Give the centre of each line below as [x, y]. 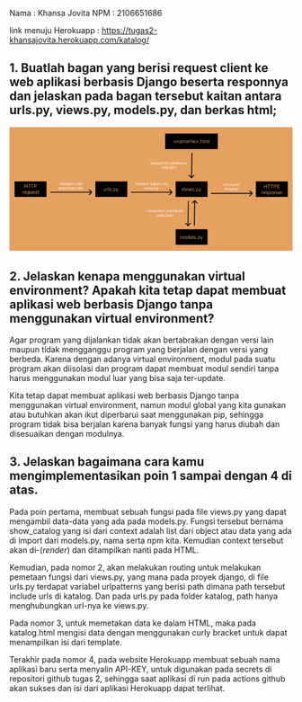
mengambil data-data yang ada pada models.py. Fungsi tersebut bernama [147, 521]
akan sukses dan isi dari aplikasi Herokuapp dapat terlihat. [117, 688]
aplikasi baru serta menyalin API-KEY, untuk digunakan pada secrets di [141, 669]
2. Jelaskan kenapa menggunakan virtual [127, 276]
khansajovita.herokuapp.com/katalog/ [80, 40]
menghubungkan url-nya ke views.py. [79, 605]
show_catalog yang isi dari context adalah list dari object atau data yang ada [151, 530]
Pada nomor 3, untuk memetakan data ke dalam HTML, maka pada [133, 623]
